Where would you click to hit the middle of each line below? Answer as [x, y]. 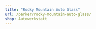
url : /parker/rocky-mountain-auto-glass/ [48, 14]
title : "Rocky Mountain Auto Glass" [43, 10]
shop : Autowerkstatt [26, 19]
